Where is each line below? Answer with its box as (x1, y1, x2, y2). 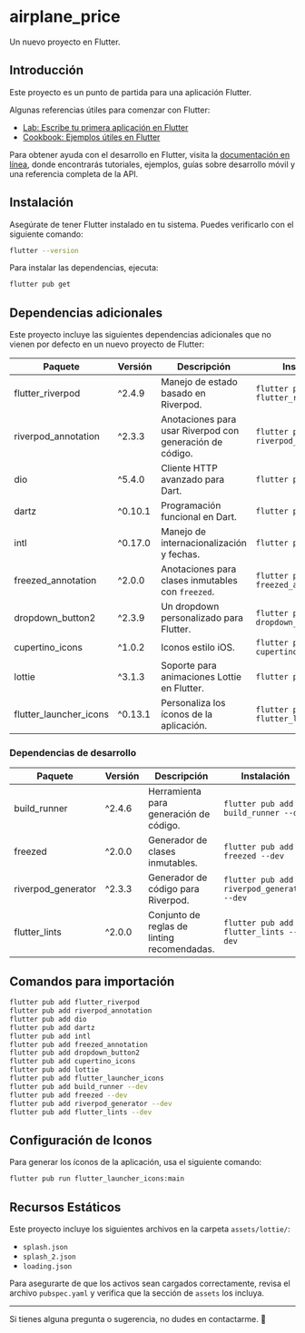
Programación (160, 499, 221, 512)
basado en (160, 387, 206, 400)
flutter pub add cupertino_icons (9, 1057, 136, 1066)
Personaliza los (160, 697, 226, 710)
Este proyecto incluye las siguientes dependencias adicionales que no (9, 329, 272, 340)
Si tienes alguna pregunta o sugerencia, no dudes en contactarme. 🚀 (9, 1313, 266, 1324)
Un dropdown (160, 601, 220, 613)
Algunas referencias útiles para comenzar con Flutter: (9, 104, 211, 115)
